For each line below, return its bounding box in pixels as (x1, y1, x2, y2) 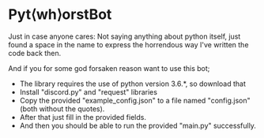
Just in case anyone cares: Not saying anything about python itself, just (8, 32, 241, 41)
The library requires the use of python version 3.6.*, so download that (19, 79, 247, 88)
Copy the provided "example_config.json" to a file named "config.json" (19, 95, 251, 105)
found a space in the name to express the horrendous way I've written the (8, 39, 249, 49)
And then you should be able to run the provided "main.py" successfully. (19, 121, 257, 130)
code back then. (8, 48, 62, 58)
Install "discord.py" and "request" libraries (19, 87, 158, 96)
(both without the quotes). (19, 104, 105, 114)
